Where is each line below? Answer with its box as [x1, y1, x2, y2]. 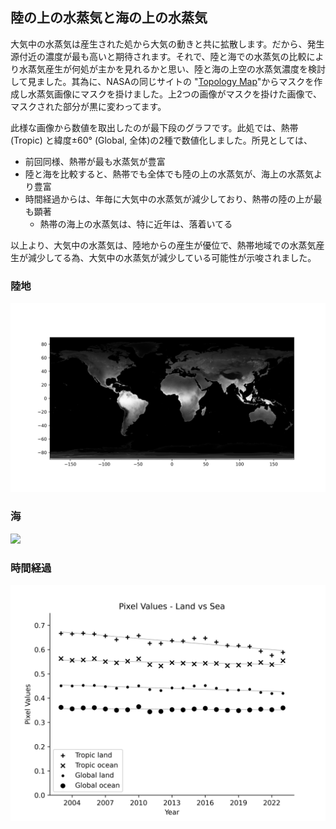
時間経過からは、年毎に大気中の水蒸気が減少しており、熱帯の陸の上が [24, 193, 314, 205]
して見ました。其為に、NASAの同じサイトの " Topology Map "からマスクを [10, 75, 315, 87]
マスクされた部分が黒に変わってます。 [10, 100, 167, 112]
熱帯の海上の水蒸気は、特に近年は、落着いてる [39, 218, 233, 230]
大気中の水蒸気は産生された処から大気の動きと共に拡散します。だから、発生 [10, 38, 325, 50]
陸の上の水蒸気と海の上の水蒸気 [10, 9, 208, 27]
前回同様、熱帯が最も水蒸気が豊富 [24, 155, 166, 167]
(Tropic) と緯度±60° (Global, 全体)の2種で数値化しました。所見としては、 [10, 134, 313, 146]
